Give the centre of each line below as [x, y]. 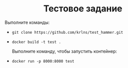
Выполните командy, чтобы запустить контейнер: [64, 51]
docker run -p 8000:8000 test [43, 61]
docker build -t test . [36, 42]
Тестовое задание [83, 9]
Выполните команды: [27, 22]
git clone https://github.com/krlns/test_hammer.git [67, 32]
